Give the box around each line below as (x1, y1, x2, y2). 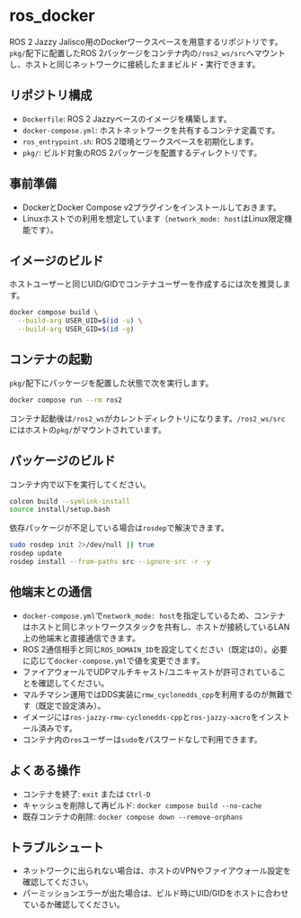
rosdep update (9, 549, 63, 559)
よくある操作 (9, 763, 81, 778)
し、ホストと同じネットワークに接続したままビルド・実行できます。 (9, 59, 261, 69)
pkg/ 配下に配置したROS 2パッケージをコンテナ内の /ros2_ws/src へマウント (9, 47, 286, 59)
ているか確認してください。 (22, 899, 125, 910)
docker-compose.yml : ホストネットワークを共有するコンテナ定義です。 (22, 124, 280, 135)
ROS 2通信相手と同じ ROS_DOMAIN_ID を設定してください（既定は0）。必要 (22, 643, 288, 654)
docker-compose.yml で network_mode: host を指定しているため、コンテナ (22, 610, 286, 621)
